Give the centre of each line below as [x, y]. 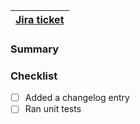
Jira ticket [40, 19]
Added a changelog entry [77, 98]
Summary [35, 49]
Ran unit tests [53, 109]
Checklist [34, 76]
